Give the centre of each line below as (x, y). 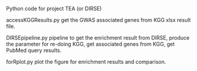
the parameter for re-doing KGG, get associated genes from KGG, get (91, 44)
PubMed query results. (34, 50)
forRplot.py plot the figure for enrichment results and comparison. (86, 62)
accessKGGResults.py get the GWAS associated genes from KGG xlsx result (98, 20)
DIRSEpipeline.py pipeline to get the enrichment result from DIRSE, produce (98, 38)
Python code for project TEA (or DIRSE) (54, 9)
